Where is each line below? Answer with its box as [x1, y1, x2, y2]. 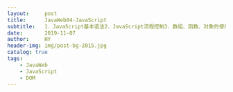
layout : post [7, 10, 58, 17]
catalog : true [7, 49, 49, 56]
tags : [7, 55, 23, 62]
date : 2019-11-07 [7, 29, 76, 37]
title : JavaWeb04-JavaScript [7, 17, 107, 24]
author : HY [7, 36, 51, 43]
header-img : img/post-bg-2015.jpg [7, 42, 107, 49]
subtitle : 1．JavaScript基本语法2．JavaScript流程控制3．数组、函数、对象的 [7, 23, 220, 30]
